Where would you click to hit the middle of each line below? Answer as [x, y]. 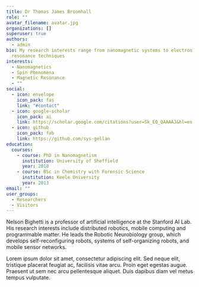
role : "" [17, 17]
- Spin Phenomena [33, 72]
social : [16, 89]
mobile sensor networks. [37, 247]
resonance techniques [38, 56]
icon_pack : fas [36, 100]
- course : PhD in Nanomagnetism [57, 155]
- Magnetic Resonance [38, 78]
